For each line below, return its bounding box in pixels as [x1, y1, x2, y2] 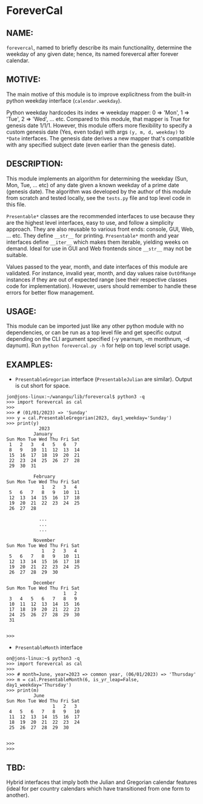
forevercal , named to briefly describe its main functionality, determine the [6, 44, 192, 51]
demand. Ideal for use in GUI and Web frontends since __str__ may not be [6, 244, 192, 252]
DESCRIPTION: [6, 159, 64, 169]
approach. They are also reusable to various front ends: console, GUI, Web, [6, 225, 195, 233]
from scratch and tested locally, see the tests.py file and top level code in [6, 194, 191, 201]
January [33, 431, 53, 438]
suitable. [6, 251, 28, 258]
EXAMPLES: [6, 359, 53, 369]
